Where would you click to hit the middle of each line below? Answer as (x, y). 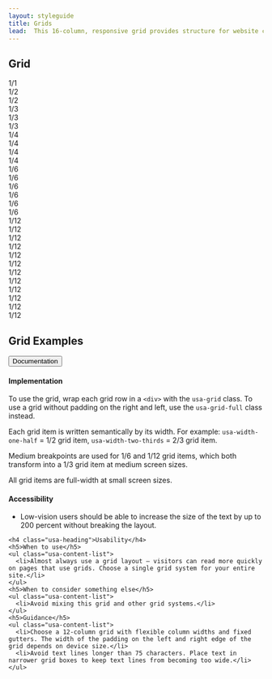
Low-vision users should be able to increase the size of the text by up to (140, 517)
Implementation (36, 380)
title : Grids (30, 23)
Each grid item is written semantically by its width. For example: (115, 432)
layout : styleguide (41, 16)
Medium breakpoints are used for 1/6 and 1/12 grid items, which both (123, 456)
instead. (22, 416)
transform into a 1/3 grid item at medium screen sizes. (98, 465)
